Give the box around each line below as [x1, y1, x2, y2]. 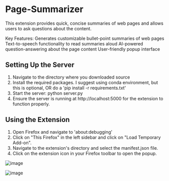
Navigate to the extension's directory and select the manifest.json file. [12, 145, 158, 151]
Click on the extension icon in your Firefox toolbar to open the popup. [12, 150, 157, 156]
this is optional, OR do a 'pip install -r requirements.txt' [12, 85, 126, 91]
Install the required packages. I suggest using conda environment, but [12, 79, 158, 85]
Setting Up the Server [5, 61, 75, 69]
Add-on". [12, 140, 32, 146]
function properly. [12, 101, 50, 107]
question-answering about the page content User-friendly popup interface [5, 46, 160, 52]
